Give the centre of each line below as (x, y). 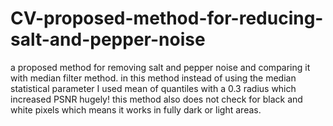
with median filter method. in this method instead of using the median (153, 78)
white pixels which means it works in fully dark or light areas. (136, 109)
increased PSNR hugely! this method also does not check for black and (156, 99)
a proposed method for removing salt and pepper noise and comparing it (160, 67)
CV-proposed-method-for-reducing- (167, 18)
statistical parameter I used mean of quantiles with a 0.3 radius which (153, 88)
